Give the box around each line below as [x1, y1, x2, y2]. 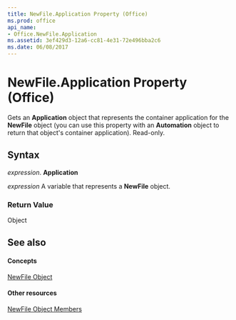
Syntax [7, 149, 40, 161]
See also [7, 236, 46, 249]
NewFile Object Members [7, 304, 82, 313]
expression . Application [7, 168, 78, 176]
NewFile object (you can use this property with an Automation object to [7, 121, 220, 129]
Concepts [7, 256, 37, 265]
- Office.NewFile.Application [7, 30, 98, 38]
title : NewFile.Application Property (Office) [7, 10, 148, 18]
